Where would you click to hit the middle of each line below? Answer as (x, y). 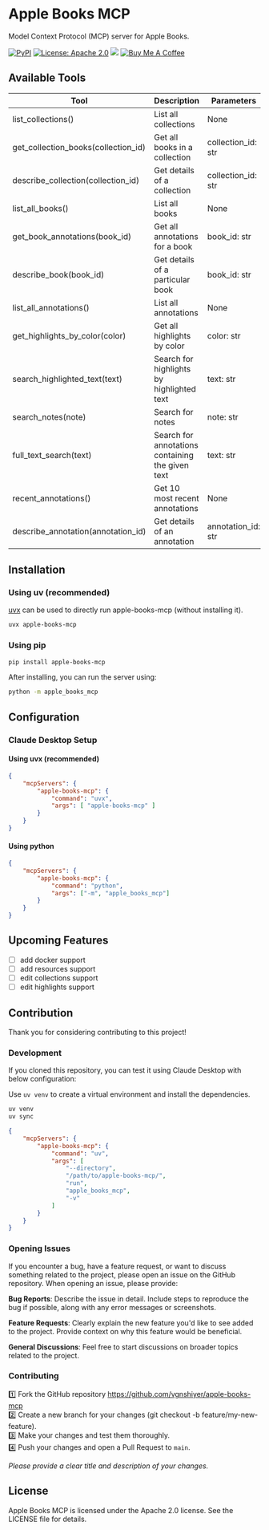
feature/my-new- (230, 1414)
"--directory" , (90, 1168)
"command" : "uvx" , (82, 798)
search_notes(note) (49, 416)
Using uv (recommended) (59, 593)
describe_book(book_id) (58, 274)
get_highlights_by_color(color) (69, 335)
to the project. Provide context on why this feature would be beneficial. (125, 1331)
